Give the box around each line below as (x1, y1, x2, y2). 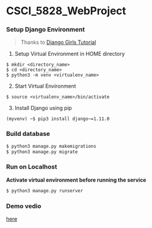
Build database (6, 129, 50, 138)
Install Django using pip (14, 104, 72, 112)
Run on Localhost (6, 163, 57, 171)
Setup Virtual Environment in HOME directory (14, 50, 125, 58)
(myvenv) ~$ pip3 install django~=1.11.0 (6, 116, 110, 122)
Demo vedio (6, 202, 41, 210)
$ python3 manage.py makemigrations (6, 143, 96, 149)
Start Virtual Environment (14, 83, 76, 90)
